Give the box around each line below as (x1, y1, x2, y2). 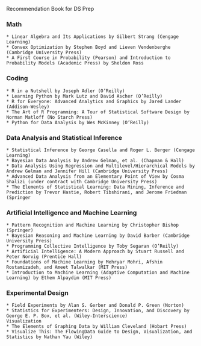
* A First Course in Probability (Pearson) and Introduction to (6, 55, 171, 61)
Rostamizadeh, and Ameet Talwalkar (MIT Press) (6, 265, 128, 271)
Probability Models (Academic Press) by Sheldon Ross (6, 60, 144, 66)
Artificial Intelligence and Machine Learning (6, 208, 137, 216)
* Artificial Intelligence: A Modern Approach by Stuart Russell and (6, 248, 185, 255)
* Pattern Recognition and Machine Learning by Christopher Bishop (6, 222, 179, 228)
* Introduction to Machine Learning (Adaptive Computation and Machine (6, 269, 190, 276)
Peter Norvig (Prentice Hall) (6, 254, 82, 260)
